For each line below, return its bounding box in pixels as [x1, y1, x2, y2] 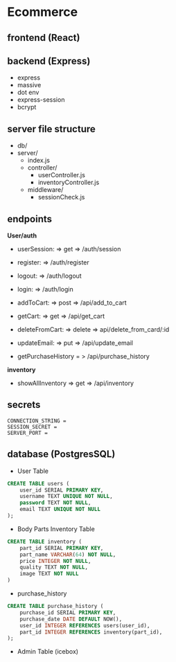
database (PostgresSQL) [7, 448, 116, 460]
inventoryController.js [37, 178, 100, 187]
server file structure [7, 123, 96, 135]
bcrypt [17, 103, 37, 111]
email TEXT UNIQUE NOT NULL [19, 506, 100, 513]
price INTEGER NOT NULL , [19, 557, 91, 564]
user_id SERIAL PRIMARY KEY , [19, 486, 104, 494]
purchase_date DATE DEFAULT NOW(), [19, 616, 123, 623]
